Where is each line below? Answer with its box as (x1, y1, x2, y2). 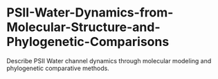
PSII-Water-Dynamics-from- (6, 5, 174, 21)
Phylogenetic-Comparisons (6, 34, 170, 49)
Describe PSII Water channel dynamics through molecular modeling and (6, 56, 212, 65)
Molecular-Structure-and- (6, 19, 161, 35)
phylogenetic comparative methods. (6, 64, 110, 72)
